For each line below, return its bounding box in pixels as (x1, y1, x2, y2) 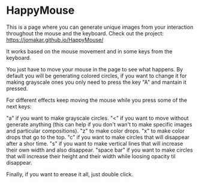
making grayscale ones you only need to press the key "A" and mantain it (6, 79, 187, 86)
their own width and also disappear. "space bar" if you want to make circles (6, 146, 193, 153)
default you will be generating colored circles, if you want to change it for (6, 72, 187, 79)
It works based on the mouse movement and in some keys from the (6, 47, 173, 55)
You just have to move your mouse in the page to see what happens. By (6, 65, 183, 73)
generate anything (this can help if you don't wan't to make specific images (6, 120, 193, 128)
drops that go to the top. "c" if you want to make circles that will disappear (6, 133, 190, 141)
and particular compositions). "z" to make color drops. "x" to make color (6, 127, 185, 134)
